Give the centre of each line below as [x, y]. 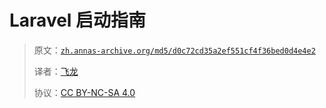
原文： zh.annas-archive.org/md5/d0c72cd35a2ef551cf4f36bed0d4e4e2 [174, 50]
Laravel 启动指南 [78, 20]
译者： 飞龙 [56, 71]
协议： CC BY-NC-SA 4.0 [84, 92]
